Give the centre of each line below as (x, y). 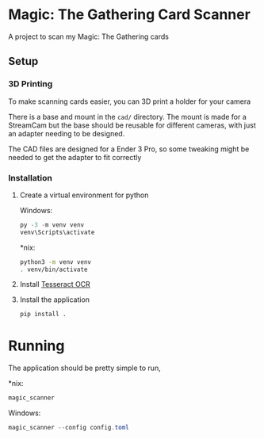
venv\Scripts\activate (57, 232)
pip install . (43, 315)
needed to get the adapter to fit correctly (75, 157)
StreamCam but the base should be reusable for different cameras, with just (132, 125)
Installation (31, 178)
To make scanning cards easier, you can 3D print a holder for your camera (130, 101)
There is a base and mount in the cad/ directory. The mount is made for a (128, 116)
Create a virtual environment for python (84, 195)
